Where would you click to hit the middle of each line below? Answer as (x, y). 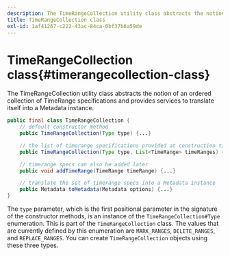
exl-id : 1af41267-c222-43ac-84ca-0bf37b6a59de (75, 26)
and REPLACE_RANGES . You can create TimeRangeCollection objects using (107, 238)
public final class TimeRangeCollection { (68, 120)
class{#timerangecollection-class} (109, 74)
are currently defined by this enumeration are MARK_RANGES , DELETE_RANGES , (111, 231)
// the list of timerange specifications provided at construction (117, 145)
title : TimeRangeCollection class (56, 20)
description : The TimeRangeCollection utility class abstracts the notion (116, 13)
